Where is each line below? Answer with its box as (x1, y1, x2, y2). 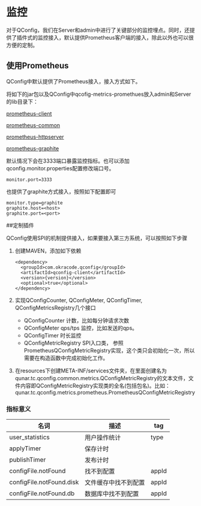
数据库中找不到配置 (85, 490, 139, 498)
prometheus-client (6, 110, 52, 117)
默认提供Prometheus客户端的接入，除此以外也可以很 (64, 34, 194, 41)
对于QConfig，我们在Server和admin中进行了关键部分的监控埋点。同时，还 (6, 26, 190, 34)
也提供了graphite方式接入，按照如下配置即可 (6, 188, 116, 195)
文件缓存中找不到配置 (85, 478, 145, 487)
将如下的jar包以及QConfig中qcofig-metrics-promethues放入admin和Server (6, 91, 191, 98)
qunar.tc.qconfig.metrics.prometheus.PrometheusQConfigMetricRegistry (14, 388, 196, 396)
